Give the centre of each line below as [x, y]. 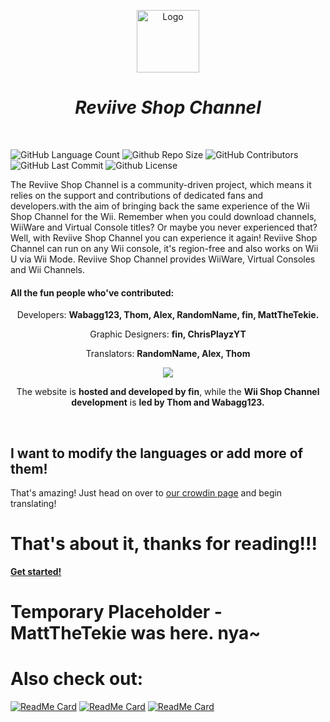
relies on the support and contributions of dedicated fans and [137, 195]
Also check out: [77, 679]
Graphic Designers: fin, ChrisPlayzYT [168, 334]
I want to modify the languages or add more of [157, 453]
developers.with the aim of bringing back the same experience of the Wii [160, 206]
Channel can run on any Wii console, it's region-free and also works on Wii [164, 248]
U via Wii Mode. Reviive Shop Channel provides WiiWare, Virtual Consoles [163, 259]
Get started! [36, 571]
